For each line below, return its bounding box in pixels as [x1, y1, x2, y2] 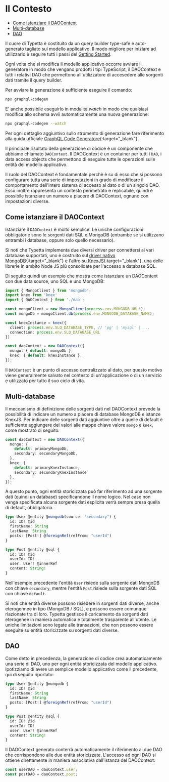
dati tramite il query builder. [5, 77, 63, 83]
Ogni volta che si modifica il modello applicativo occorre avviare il [5, 61, 142, 67]
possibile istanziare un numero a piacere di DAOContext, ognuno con [5, 193, 149, 199]
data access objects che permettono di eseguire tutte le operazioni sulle [5, 156, 155, 162]
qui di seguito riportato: [5, 671, 54, 677]
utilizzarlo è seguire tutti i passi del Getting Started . [5, 51, 112, 57]
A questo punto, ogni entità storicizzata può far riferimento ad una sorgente [5, 488, 162, 495]
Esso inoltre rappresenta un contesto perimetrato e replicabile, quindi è [5, 187, 153, 193]
